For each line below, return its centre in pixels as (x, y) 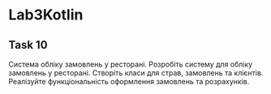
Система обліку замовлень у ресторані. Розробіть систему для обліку (131, 64)
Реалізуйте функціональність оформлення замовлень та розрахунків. (129, 81)
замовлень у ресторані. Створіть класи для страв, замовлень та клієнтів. (136, 73)
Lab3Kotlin (46, 15)
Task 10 (28, 45)
